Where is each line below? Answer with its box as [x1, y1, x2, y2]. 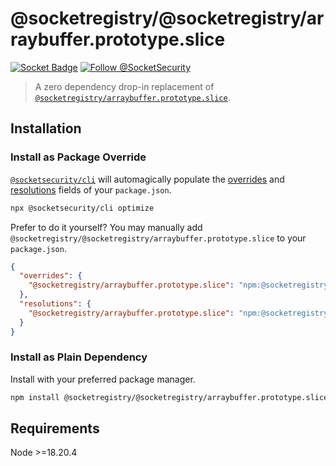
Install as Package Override [10, 150, 147, 164]
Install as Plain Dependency [10, 350, 148, 364]
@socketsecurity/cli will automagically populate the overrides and [10, 173, 285, 185]
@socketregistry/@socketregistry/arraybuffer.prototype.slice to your [10, 232, 307, 244]
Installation [10, 120, 82, 137]
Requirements [10, 420, 100, 437]
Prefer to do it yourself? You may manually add [10, 221, 203, 233]
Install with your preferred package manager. [10, 373, 196, 385]
